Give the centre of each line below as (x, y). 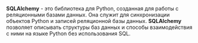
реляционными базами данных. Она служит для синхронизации (88, 15)
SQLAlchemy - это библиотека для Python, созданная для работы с (92, 9)
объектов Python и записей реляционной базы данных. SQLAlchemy (94, 21)
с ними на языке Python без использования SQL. (69, 34)
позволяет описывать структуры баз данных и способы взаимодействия (99, 27)
